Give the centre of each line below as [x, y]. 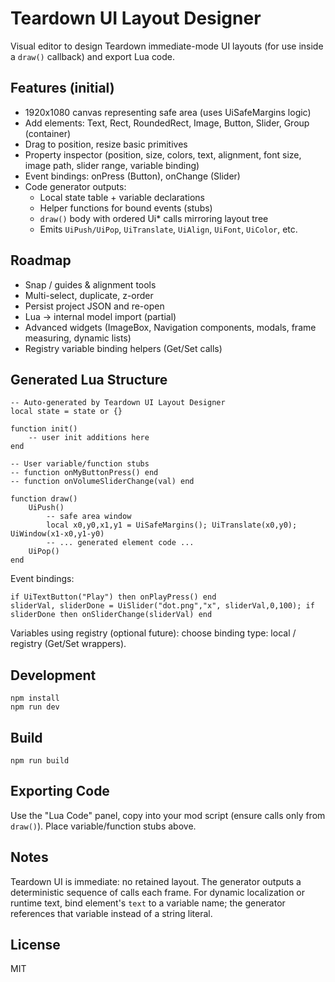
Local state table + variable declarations [122, 197]
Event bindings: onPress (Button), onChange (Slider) [132, 176]
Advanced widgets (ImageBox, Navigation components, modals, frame [170, 327]
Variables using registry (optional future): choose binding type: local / [153, 633]
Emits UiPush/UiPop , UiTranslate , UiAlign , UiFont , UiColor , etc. [168, 229]
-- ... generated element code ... [120, 543]
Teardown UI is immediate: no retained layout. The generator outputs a [156, 881]
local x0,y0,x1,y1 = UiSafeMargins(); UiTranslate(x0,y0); [172, 525]
